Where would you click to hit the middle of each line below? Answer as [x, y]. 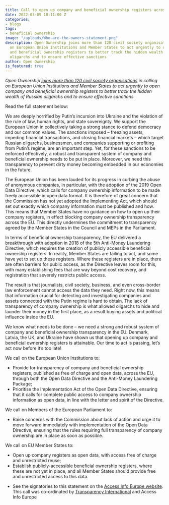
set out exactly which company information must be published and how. [80, 206]
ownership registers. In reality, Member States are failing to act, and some [82, 254]
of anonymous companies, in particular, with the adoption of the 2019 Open [83, 185]
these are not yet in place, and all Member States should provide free [84, 471]
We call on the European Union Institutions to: [53, 358]
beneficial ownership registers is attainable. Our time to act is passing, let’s [83, 343]
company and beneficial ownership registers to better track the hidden [79, 91]
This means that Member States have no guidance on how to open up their [83, 212]
